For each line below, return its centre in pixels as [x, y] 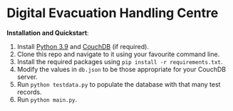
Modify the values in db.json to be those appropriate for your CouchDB [121, 69]
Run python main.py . [47, 99]
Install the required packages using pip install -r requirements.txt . [120, 61]
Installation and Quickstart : [48, 33]
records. [29, 92]
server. [27, 77]
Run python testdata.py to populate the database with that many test [119, 84]
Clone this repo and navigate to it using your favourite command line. [118, 54]
